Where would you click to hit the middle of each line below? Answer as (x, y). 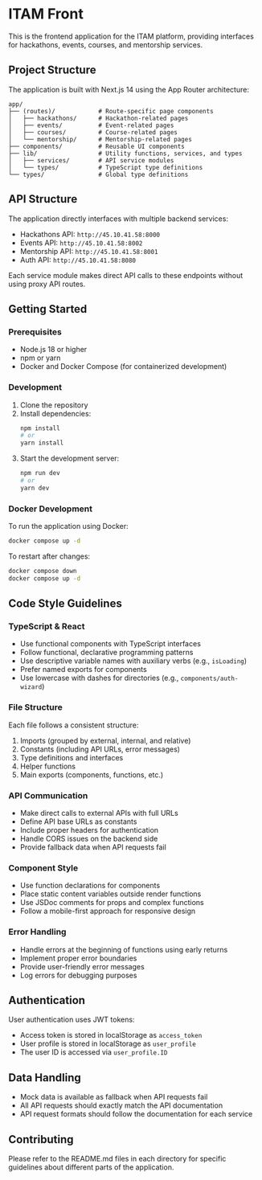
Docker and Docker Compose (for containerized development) (123, 367)
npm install (40, 428)
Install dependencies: (55, 413)
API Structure (43, 199)
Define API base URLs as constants (78, 821)
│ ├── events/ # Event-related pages (91, 125)
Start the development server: (70, 458)
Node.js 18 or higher (53, 350)
